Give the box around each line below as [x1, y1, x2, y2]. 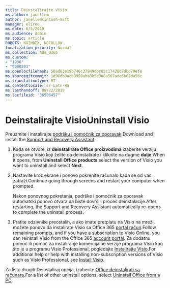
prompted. [12, 183, 35, 189]
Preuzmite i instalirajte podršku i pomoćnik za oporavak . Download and [5, 131, 153, 137]
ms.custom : [5, 54, 29, 60]
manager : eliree [5, 21, 40, 27]
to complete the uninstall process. [12, 209, 84, 215]
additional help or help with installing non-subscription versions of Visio [12, 251, 163, 258]
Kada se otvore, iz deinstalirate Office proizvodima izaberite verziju [12, 146, 156, 152]
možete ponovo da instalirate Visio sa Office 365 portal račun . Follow [12, 225, 156, 231]
